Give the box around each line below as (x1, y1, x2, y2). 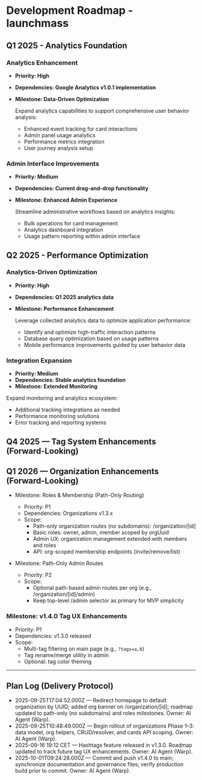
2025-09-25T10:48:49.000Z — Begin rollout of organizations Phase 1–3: (14, 722, 194, 729)
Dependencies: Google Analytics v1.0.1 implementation (14, 84, 156, 91)
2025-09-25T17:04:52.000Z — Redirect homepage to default (14, 697, 167, 704)
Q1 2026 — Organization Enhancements (6, 466, 159, 476)
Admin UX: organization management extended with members (32, 535, 188, 543)
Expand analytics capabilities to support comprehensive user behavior (14, 107, 190, 114)
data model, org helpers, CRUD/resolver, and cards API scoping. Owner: (14, 729, 194, 736)
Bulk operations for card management (23, 220, 118, 227)
